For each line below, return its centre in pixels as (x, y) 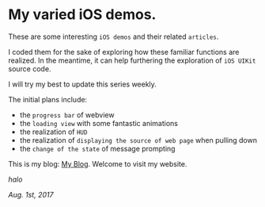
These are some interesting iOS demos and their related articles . (114, 36)
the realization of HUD (53, 132)
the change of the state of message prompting (97, 148)
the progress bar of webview (67, 115)
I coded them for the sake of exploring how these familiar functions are (124, 52)
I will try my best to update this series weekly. (82, 84)
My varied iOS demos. (82, 15)
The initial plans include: (48, 99)
